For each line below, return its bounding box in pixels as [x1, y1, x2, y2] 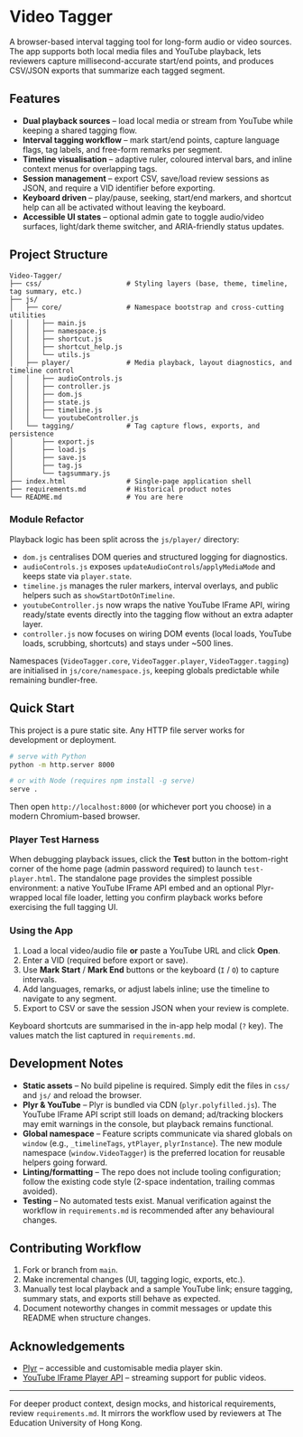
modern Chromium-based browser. [9, 811, 141, 822]
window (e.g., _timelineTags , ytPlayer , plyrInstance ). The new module [22, 1137, 282, 1149]
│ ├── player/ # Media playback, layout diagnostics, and [9, 358, 293, 367]
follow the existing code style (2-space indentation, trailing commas [22, 1176, 275, 1187]
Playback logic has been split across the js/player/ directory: [9, 533, 240, 544]
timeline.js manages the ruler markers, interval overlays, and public [22, 580, 280, 591]
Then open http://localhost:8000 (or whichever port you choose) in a [9, 802, 272, 812]
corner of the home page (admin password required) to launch [9, 863, 242, 874]
